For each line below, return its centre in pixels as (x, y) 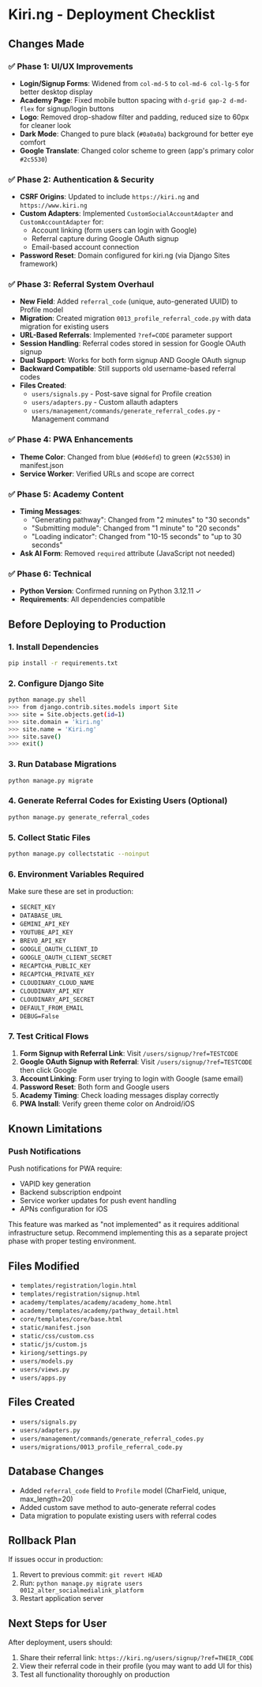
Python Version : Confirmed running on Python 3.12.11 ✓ (110, 591)
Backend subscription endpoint (70, 1192)
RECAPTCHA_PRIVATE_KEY (57, 975)
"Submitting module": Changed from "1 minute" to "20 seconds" (136, 528)
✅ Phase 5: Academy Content (66, 494)
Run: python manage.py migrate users (81, 1583)
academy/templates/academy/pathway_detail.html (99, 1311)
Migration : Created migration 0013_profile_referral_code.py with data (135, 319)
